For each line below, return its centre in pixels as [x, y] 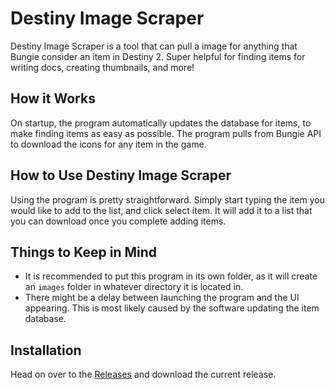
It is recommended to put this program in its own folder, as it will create [171, 276]
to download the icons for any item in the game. [108, 144]
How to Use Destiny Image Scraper [121, 175]
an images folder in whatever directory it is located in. [134, 287]
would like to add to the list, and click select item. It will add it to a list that [161, 210]
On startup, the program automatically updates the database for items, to [161, 123]
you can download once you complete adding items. [118, 221]
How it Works [53, 98]
